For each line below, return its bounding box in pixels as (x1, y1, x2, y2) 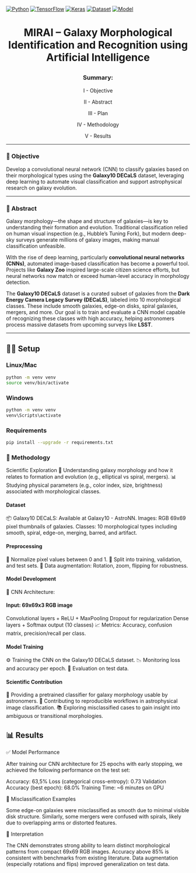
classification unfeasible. (6, 243, 66, 250)
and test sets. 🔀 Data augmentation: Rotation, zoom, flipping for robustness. (6, 562, 188, 569)
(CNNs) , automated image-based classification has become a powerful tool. (6, 260, 190, 267)
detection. (6, 279, 31, 286)
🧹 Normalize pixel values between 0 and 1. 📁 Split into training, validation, (6, 556, 182, 563)
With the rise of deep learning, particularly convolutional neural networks (6, 254, 185, 261)
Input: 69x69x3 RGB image (6, 602, 73, 609)
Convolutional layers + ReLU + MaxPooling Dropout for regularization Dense (6, 614, 189, 621)
